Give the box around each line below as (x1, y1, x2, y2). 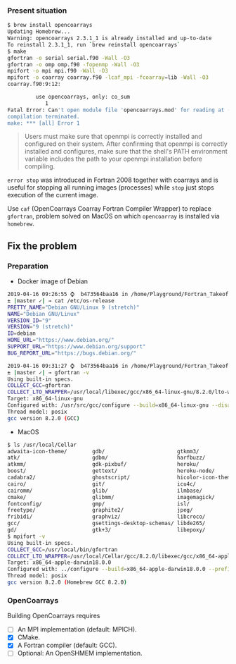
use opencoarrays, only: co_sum (35, 94, 131, 101)
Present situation (7, 6, 67, 16)
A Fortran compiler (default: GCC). (17, 641, 117, 650)
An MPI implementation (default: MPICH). (17, 625, 137, 634)
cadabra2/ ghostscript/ (7, 474, 131, 481)
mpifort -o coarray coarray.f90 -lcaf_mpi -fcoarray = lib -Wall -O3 (7, 74, 209, 81)
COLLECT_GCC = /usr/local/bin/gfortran (7, 546, 118, 553)
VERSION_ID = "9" (7, 316, 52, 324)
